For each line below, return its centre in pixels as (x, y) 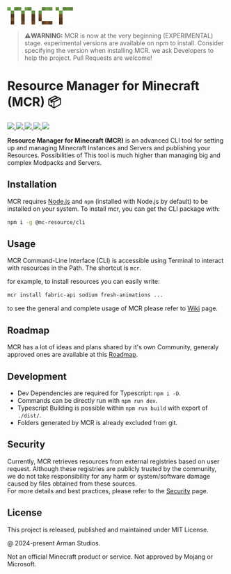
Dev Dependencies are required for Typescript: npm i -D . (99, 393)
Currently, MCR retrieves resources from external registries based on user (113, 461)
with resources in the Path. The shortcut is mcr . (74, 268)
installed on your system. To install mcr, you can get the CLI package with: (114, 209)
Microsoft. (22, 564)
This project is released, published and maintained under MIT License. (108, 529)
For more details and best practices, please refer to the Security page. (108, 491)
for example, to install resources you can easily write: (83, 282)
